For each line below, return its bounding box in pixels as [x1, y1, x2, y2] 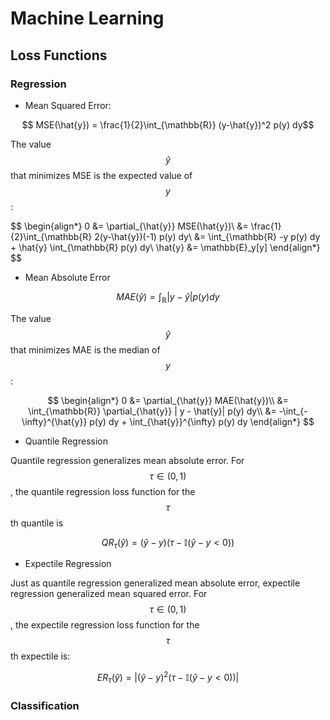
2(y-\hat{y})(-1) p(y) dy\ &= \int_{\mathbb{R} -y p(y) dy [94, 230, 321, 242]
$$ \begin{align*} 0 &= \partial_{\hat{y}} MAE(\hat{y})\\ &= [47, 394, 289, 406]
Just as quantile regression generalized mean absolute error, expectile [10, 577, 301, 589]
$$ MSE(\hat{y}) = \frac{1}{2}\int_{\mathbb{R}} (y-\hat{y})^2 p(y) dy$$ [21, 118, 315, 131]
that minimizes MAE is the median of [10, 343, 161, 356]
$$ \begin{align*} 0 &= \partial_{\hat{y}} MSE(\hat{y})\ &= [10, 220, 249, 232]
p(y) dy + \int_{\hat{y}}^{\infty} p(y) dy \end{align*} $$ [89, 415, 315, 427]
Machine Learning [10, 7, 165, 30]
